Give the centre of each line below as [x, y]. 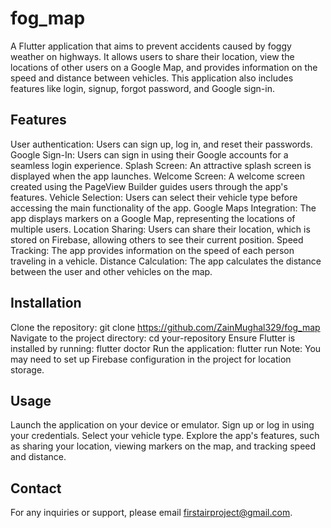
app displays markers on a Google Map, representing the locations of [153, 218]
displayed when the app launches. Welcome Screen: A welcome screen [157, 176]
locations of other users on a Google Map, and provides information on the [164, 67]
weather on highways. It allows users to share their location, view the [152, 56]
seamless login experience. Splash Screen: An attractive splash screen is [161, 165]
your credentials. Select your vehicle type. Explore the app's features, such [165, 436]
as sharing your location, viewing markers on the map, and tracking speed [163, 446]
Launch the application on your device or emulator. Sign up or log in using [162, 425]
